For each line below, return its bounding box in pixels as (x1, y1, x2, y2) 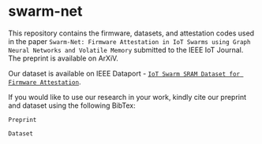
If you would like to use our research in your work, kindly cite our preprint (8, 92, 247, 102)
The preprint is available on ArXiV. (8, 54, 118, 63)
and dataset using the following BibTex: (8, 101, 136, 110)
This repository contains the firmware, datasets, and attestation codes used (8, 28, 255, 38)
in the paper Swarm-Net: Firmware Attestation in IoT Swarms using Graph (8, 36, 251, 46)
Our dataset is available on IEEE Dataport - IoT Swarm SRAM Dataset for (8, 68, 241, 78)
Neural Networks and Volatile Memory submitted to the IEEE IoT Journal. (8, 45, 244, 54)
